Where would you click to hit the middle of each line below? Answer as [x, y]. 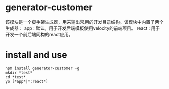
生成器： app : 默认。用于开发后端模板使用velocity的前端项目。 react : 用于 [83, 28]
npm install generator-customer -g [43, 68]
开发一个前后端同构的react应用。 [39, 34]
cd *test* [16, 77]
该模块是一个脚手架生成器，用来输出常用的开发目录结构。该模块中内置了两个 [84, 22]
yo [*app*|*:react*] [27, 81]
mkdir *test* [19, 73]
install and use [36, 55]
